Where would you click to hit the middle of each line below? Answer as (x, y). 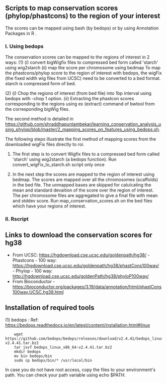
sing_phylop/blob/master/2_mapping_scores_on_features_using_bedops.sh (82, 130)
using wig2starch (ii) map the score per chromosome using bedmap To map (83, 68)
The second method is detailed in (39, 119)
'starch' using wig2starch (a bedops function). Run (64, 160)
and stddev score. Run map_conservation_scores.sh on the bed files (82, 201)
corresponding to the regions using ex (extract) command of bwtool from (80, 104)
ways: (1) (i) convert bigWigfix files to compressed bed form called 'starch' (82, 62)
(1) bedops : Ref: (22, 320)
